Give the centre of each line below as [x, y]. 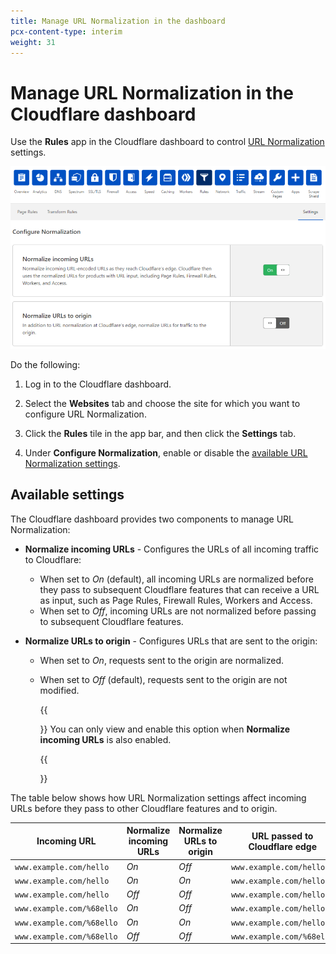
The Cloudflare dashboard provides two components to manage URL [152, 519]
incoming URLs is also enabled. [105, 739]
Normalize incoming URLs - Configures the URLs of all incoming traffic [172, 549]
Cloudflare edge [283, 846]
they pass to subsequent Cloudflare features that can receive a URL [179, 589]
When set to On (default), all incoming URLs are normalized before [176, 579]
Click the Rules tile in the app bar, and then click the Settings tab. [160, 434]
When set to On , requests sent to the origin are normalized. [162, 660]
